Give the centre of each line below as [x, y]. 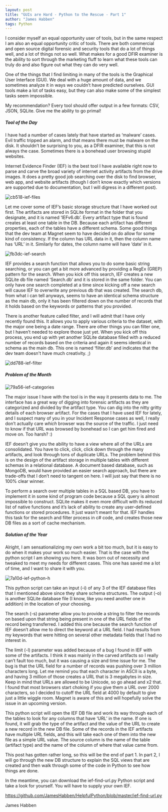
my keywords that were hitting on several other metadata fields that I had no [84, 635]
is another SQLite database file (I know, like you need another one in [75, 599]
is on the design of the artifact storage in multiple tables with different [77, 460]
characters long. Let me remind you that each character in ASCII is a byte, [81, 671]
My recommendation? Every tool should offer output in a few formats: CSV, [82, 105]
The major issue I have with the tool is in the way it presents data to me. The [83, 397]
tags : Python [19, 24]
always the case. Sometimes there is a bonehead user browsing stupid [78, 151]
